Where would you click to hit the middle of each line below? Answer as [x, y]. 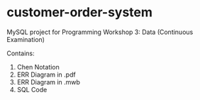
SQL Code [32, 89]
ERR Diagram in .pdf [46, 74]
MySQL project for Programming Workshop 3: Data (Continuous [100, 32]
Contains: [21, 53]
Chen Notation [38, 67]
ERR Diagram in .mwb [49, 82]
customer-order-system [80, 12]
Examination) [26, 39]
